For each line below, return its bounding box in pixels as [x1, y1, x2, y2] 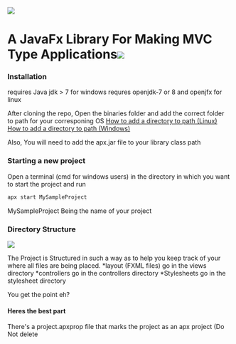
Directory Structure [7, 224, 76, 234]
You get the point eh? [7, 290, 70, 298]
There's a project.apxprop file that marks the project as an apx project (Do [7, 323, 225, 331]
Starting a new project [7, 156, 86, 166]
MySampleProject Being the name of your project [7, 207, 152, 215]
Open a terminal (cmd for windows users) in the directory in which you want [7, 172, 230, 181]
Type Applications [7, 46, 118, 63]
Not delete [7, 330, 38, 338]
